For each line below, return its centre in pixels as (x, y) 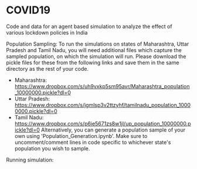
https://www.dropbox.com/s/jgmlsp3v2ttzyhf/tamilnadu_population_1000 (103, 105)
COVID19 (28, 10)
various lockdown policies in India (47, 32)
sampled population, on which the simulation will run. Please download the (96, 56)
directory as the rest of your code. (47, 68)
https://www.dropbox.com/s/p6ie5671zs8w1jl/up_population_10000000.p (103, 123)
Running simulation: (30, 160)
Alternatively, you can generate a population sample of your (113, 130)
